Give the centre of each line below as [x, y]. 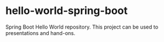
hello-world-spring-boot [67, 11]
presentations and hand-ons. [40, 33]
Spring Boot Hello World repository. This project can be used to [82, 27]
